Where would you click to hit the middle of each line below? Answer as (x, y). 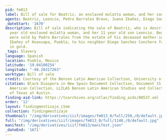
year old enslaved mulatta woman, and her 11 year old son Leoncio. (82, 33)
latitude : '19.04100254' (31, 65)
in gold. (19, 47)
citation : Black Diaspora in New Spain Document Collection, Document (80, 83)
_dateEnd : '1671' (23, 130)
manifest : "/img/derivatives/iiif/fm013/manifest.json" (64, 125)
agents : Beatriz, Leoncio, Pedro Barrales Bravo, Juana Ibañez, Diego (80, 19)
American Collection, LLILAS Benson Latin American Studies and (78, 88)
